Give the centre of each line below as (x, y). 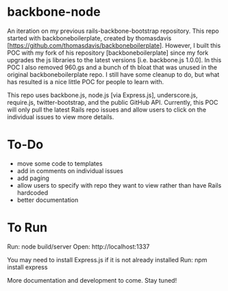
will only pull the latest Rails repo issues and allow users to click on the (107, 110)
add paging (33, 178)
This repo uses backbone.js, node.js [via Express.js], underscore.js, (102, 95)
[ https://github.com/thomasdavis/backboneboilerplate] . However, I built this (114, 45)
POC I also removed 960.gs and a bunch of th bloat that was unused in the (112, 67)
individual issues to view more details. (61, 116)
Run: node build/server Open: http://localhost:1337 (78, 246)
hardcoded (33, 192)
